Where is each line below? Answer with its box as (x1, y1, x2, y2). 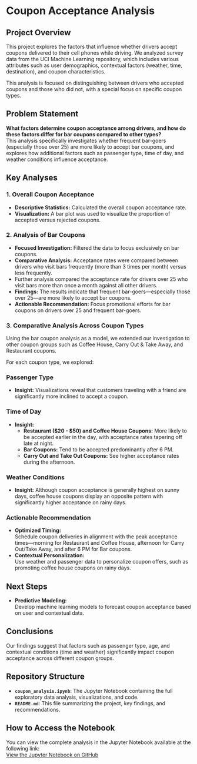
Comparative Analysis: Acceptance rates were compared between (14, 257, 178, 264)
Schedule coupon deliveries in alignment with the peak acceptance (14, 533, 178, 540)
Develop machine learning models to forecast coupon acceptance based (14, 604, 191, 611)
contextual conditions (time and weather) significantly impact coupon (6, 648, 175, 655)
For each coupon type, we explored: (6, 358, 94, 366)
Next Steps (6, 581, 48, 591)
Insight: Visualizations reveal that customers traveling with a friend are (14, 387, 186, 394)
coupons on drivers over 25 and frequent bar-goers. (14, 307, 142, 314)
